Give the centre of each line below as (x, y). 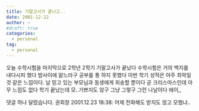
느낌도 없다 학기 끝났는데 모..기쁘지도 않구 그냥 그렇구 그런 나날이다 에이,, (97, 90)
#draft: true (22, 28)
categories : (21, 34)
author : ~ (18, 22)
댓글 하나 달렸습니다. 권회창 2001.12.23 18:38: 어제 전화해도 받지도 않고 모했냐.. (99, 102)
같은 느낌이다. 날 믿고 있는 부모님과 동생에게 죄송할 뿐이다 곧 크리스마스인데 (99, 82)
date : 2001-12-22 (28, 17)
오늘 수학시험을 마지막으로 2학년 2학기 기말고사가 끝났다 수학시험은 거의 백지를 (97, 67)
